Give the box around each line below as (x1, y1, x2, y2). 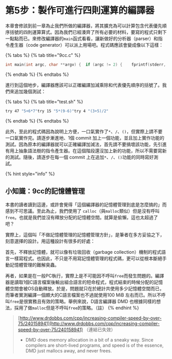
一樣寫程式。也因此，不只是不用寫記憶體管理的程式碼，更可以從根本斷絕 (9, 255, 162, 262)
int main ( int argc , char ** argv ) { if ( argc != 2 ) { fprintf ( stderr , (5, 62, 166, 67)
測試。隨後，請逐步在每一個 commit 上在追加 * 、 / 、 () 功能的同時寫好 (9, 154, 154, 160)
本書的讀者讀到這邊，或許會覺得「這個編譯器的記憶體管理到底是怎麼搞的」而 (5, 201, 167, 208)
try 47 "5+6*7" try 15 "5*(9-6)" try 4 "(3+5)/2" (5, 108, 109, 113)
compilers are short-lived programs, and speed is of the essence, (25, 342, 164, 348)
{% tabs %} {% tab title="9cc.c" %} (5, 52, 81, 58)
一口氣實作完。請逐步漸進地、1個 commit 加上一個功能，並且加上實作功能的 (5, 134, 165, 141)
